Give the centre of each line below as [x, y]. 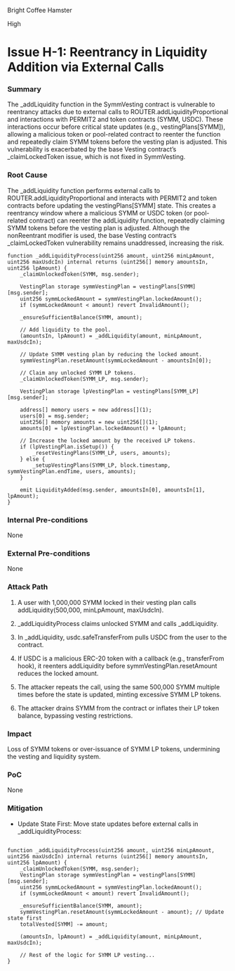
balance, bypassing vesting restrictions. [75, 715]
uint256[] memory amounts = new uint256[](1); [89, 422]
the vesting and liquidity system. [54, 756]
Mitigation [25, 808]
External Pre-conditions [49, 553]
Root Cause [27, 175]
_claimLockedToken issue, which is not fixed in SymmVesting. [96, 157]
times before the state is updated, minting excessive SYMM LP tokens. [119, 694]
